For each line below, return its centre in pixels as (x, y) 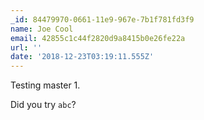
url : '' (26, 47)
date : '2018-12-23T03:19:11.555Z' (82, 57)
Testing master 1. (45, 85)
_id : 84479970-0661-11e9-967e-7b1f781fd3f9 (102, 19)
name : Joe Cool (42, 29)
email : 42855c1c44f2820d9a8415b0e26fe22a (98, 38)
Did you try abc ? (43, 105)
